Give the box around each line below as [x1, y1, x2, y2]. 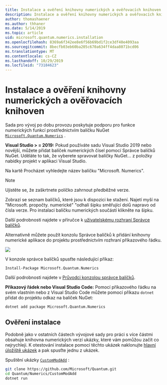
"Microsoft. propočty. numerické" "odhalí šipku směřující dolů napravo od [5, 202, 156, 208]
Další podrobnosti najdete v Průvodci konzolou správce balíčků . [5, 274, 136, 280]
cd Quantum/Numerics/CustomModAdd [5, 371, 77, 376]
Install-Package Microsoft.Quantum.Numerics [5, 266, 99, 271]
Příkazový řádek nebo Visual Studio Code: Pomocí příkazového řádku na [5, 284, 157, 290]
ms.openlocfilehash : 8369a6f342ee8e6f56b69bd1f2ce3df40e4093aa [5, 40, 139, 45]
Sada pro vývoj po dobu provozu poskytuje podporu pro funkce [5, 122, 135, 128]
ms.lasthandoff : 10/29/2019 [5, 58, 64, 63]
